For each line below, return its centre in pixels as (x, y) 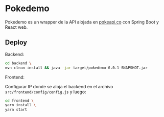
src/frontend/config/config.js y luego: (46, 92)
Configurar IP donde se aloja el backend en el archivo (59, 86)
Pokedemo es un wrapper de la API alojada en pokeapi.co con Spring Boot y (82, 22)
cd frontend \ (20, 100)
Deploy (16, 43)
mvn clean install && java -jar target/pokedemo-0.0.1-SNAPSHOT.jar (76, 68)
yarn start (16, 110)
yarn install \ (21, 105)
